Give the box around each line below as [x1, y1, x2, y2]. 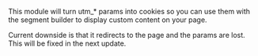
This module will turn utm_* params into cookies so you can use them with [8, 7, 251, 16]
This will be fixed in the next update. [8, 39, 127, 48]
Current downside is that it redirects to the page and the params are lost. [8, 31, 245, 39]
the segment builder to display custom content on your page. [8, 15, 207, 24]
